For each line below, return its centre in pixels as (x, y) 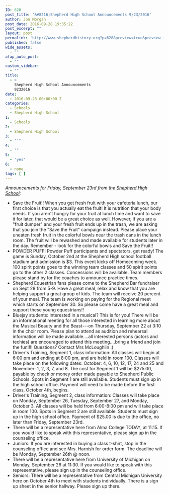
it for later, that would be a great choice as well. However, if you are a (84, 219)
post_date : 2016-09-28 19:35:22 (39, 24)
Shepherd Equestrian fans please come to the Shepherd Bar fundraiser (86, 283)
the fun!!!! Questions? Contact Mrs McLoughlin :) (63, 347)
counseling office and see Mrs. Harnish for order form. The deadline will (87, 449)
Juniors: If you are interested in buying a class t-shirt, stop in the (79, 444)
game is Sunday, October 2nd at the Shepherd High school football (82, 257)
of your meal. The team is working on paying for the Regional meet (81, 299)
